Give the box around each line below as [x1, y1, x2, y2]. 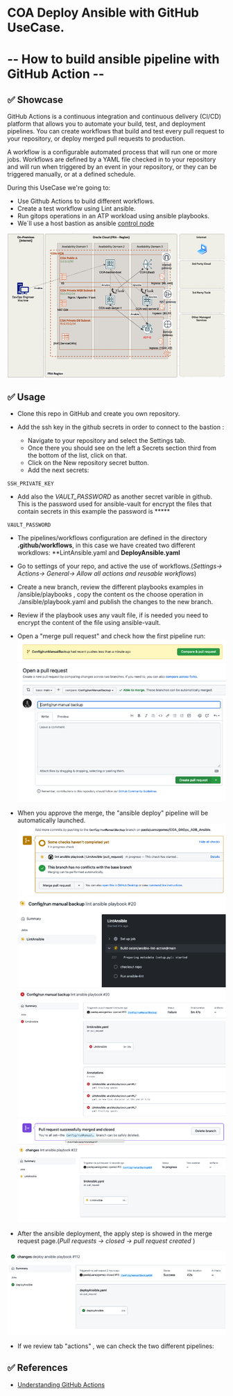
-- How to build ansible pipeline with [7, 51, 220, 67]
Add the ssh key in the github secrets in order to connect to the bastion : [17, 423, 224, 432]
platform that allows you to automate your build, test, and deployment [7, 120, 206, 128]
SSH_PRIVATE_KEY [7, 480, 54, 487]
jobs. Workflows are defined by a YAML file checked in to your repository [7, 155, 216, 164]
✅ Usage [7, 391, 46, 403]
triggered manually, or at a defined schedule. [7, 170, 136, 179]
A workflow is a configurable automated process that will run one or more [7, 148, 218, 156]
